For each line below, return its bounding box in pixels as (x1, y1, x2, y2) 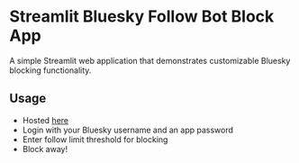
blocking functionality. (9, 65, 92, 76)
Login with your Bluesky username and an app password (22, 124, 234, 135)
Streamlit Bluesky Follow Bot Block (9, 6, 275, 27)
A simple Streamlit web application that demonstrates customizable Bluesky (9, 55, 291, 66)
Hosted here (22, 114, 69, 125)
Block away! (22, 143, 68, 154)
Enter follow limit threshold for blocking (22, 133, 168, 145)
